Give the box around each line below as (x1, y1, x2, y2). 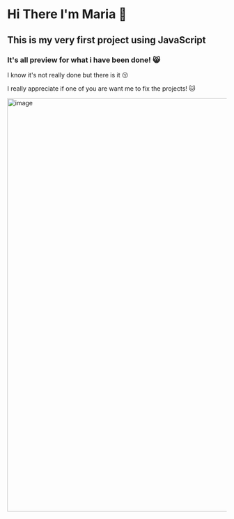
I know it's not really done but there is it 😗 (7, 70, 129, 79)
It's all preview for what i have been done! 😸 (7, 55, 160, 65)
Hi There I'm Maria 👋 (7, 6, 127, 22)
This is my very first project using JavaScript (7, 34, 207, 46)
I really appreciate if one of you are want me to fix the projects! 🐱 (7, 84, 196, 93)
